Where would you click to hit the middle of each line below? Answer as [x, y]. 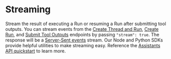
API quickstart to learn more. [36, 51]
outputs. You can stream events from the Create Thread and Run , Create [82, 29]
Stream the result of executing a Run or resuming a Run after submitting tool [86, 24]
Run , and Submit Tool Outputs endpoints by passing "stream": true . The [82, 34]
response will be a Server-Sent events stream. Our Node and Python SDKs [84, 40]
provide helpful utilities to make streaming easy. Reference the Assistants [83, 45]
